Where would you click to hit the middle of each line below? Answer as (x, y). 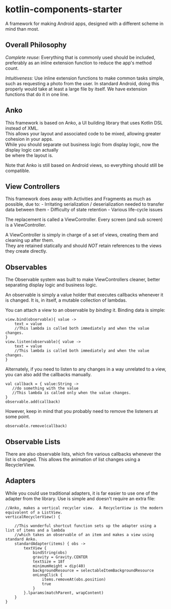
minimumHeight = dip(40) (59, 566)
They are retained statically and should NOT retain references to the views (83, 246)
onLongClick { (47, 575)
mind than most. (22, 29)
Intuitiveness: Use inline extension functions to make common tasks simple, (85, 78)
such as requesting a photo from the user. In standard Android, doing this (82, 83)
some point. (18, 417)
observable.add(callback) (33, 402)
